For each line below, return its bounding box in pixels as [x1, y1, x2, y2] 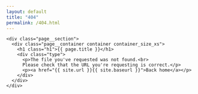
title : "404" [6, 14, 39, 20]
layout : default [6, 8, 47, 15]
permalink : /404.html [6, 20, 61, 26]
